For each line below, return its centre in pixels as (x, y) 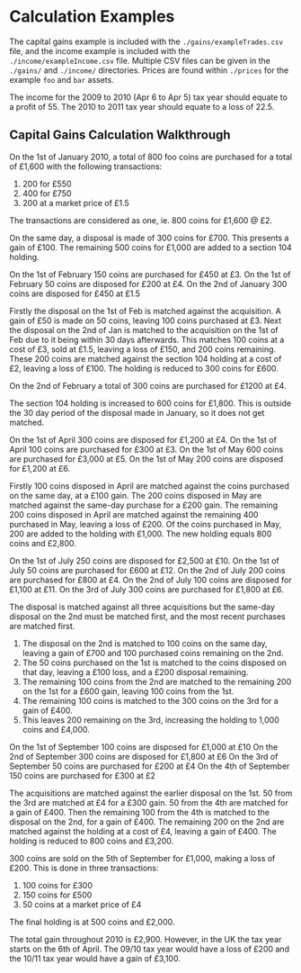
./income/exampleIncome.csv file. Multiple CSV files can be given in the (140, 60)
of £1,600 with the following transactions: (86, 166)
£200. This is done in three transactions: (84, 868)
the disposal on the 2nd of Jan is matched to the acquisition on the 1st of (144, 329)
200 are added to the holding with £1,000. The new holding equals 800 (141, 534)
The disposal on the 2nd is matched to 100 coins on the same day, (145, 643)
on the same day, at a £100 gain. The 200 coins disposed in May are (136, 495)
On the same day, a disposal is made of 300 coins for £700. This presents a (149, 238)
